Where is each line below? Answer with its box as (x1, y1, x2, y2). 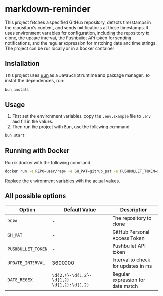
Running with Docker (5, 147, 70, 155)
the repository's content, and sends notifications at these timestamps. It (5, 24, 149, 30)
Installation (5, 59, 40, 68)
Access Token (112, 235, 145, 241)
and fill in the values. (12, 118, 54, 125)
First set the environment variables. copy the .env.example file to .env (12, 113, 151, 119)
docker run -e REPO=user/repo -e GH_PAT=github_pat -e (5, 169, 118, 174)
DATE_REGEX (7, 277, 33, 283)
